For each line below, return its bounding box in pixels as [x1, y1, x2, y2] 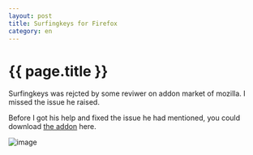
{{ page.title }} [8, 62, 109, 80]
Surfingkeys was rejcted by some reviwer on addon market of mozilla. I [8, 88, 246, 98]
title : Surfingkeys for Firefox [8, 19, 118, 28]
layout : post [8, 11, 53, 20]
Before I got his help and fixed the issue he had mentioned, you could [8, 113, 241, 123]
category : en [8, 27, 53, 35]
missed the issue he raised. [8, 97, 100, 107]
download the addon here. [8, 122, 97, 131]
